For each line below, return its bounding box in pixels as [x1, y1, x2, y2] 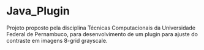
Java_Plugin [6, 4, 70, 18]
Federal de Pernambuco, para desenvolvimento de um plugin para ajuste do [6, 30, 198, 37]
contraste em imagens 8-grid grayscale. [6, 37, 108, 44]
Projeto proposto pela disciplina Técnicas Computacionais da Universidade [6, 24, 196, 31]
